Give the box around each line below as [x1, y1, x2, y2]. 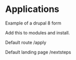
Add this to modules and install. [5, 29, 70, 35]
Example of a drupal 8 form [5, 20, 61, 26]
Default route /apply [5, 39, 46, 45]
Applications [5, 3, 59, 15]
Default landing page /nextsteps [5, 49, 71, 55]
